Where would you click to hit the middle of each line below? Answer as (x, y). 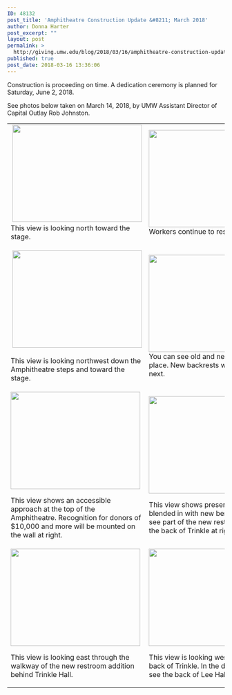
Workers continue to (182, 231)
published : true (30, 59)
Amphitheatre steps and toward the (68, 369)
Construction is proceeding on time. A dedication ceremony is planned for (112, 84)
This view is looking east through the (70, 657)
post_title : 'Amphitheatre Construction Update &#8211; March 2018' (108, 20)
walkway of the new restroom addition (72, 666)
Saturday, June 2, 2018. (41, 92)
